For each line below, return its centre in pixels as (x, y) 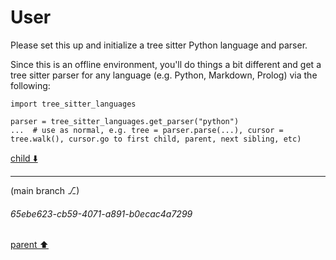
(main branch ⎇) (45, 190)
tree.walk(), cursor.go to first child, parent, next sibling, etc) (156, 139)
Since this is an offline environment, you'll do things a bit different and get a (166, 64)
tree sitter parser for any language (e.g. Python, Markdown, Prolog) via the (164, 75)
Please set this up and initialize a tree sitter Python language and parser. (159, 45)
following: (30, 85)
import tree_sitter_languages (73, 104)
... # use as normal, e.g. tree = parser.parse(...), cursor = (147, 130)
